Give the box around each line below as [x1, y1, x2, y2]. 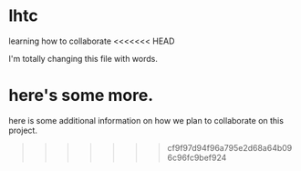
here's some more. [8, 85, 154, 106]
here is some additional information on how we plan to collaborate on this [8, 115, 285, 126]
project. [8, 125, 38, 136]
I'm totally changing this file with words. [8, 53, 159, 64]
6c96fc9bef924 [167, 152, 227, 163]
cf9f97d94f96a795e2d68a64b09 [167, 142, 293, 153]
